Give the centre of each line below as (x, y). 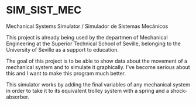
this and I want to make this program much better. (66, 73)
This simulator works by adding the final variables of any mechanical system (98, 84)
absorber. (18, 97)
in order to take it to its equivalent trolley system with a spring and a (88, 90)
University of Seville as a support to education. (62, 49)
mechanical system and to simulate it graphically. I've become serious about (98, 67)
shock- (179, 90)
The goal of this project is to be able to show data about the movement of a (97, 61)
